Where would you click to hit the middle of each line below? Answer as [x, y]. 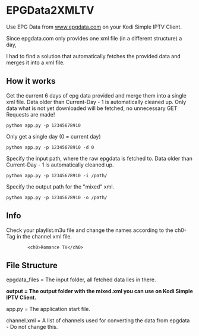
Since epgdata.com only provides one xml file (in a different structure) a [94, 38]
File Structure [32, 265]
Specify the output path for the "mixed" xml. [60, 186]
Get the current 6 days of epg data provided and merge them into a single [97, 95]
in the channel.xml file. [45, 236]
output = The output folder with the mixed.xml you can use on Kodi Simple [99, 291]
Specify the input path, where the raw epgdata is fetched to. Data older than [99, 158]
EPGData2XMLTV [50, 10]
